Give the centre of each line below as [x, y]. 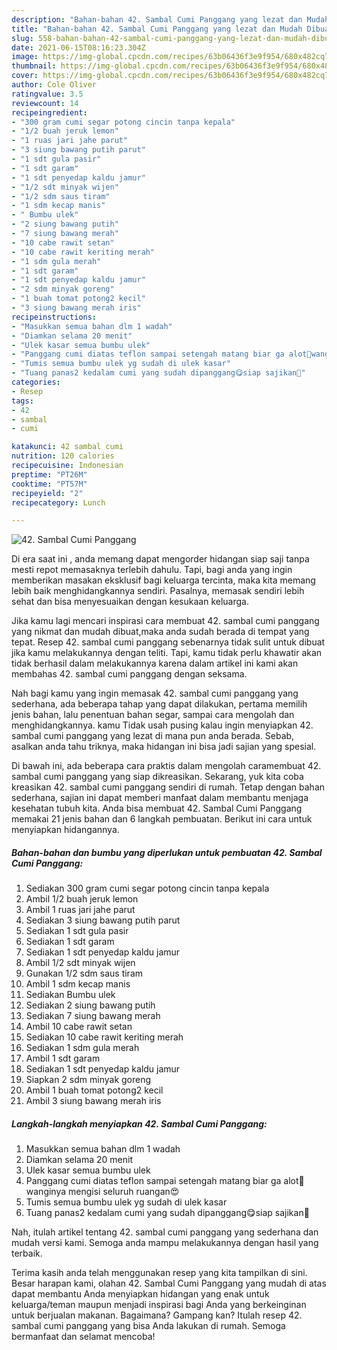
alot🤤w [294, 1181]
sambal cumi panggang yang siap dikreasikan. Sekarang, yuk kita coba [157, 777]
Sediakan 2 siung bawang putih [90, 1005]
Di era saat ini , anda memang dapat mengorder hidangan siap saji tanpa [160, 559]
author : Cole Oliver [54, 85]
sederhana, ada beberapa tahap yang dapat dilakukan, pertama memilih [159, 704]
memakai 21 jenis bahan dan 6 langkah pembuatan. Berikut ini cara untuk [162, 819]
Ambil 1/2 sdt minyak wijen [80, 963]
